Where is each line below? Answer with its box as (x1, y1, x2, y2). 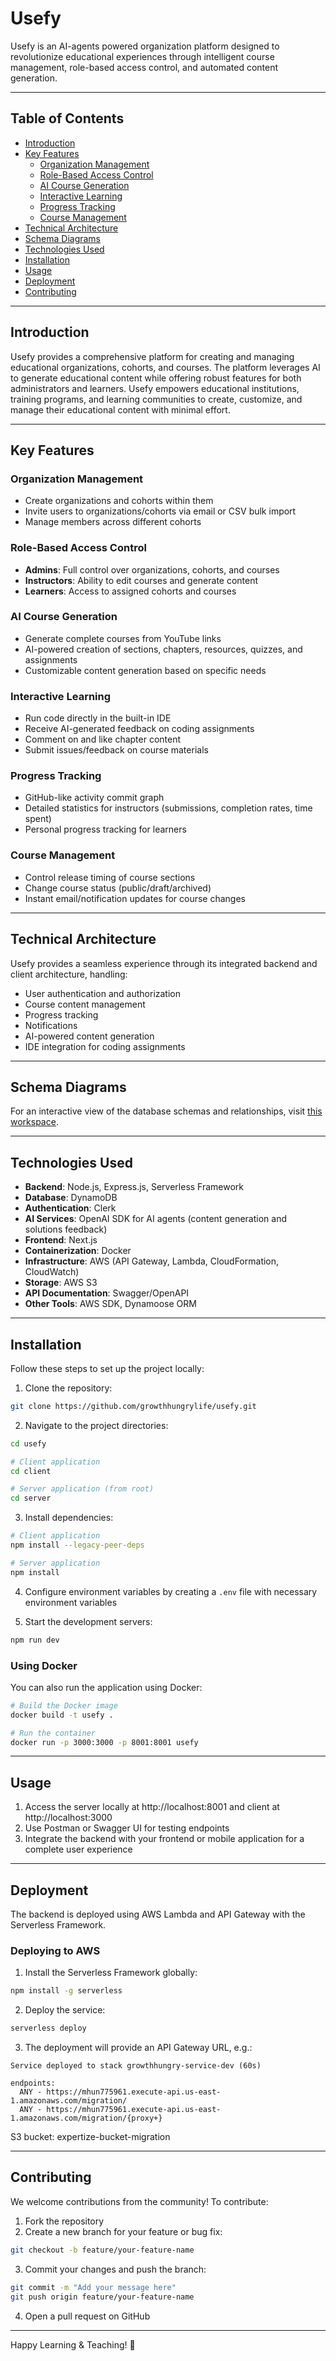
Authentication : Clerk (24, 1202, 117, 1214)
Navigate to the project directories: (24, 1419, 169, 1431)
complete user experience (24, 1843, 133, 1856)
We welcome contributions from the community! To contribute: (10, 2195, 269, 2207)
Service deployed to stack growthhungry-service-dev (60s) (10, 2061, 262, 2071)
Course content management (24, 998, 146, 1010)
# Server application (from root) (10, 1484, 155, 1494)
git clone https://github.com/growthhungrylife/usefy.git (10, 1401, 257, 1411)
